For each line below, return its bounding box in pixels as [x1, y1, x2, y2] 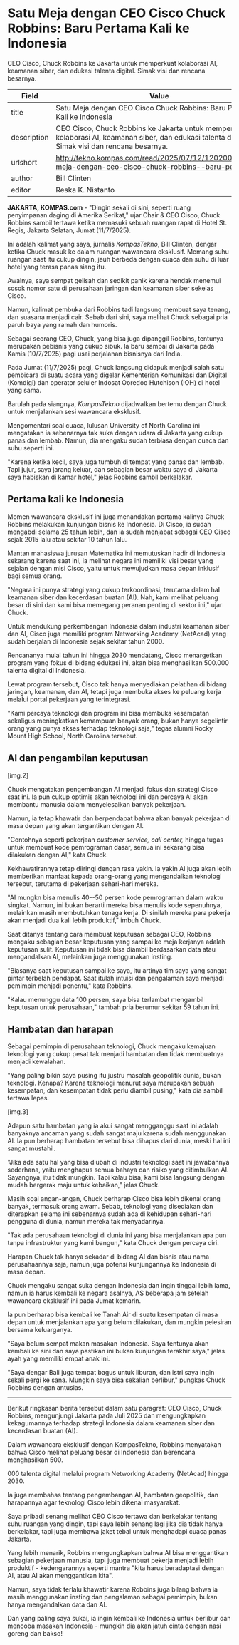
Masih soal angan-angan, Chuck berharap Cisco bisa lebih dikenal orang [7, 1195, 221, 1203]
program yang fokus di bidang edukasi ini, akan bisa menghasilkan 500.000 [7, 658, 230, 667]
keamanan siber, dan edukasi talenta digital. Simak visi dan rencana [7, 66, 206, 75]
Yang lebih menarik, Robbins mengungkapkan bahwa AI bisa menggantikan [7, 1549, 228, 1557]
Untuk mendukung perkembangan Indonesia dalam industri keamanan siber [7, 622, 230, 630]
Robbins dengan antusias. [7, 1383, 84, 1392]
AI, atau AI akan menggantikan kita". [7, 1572, 114, 1580]
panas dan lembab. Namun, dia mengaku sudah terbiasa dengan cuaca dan [7, 436, 229, 445]
